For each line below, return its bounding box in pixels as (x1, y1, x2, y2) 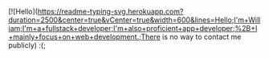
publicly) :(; (8, 41, 46, 50)
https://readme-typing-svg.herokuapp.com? (37, 7, 184, 16)
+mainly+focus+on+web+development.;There (8, 32, 161, 41)
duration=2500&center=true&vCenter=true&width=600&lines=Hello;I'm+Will (8, 15, 261, 25)
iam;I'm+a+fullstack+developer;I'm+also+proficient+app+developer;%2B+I (8, 24, 258, 33)
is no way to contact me (161, 32, 242, 41)
